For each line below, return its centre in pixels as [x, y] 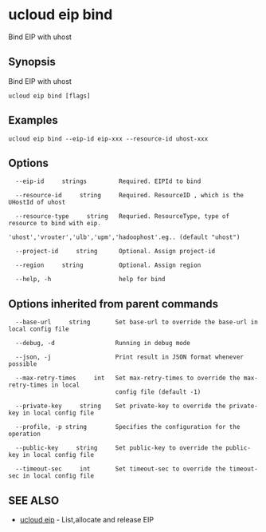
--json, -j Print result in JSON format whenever [130, 357]
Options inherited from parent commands [113, 304]
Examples [33, 120]
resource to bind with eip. [55, 224]
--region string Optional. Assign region [108, 265]
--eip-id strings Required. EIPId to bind [108, 181]
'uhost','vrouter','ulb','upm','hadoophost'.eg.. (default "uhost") [124, 237]
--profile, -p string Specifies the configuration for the [128, 427]
